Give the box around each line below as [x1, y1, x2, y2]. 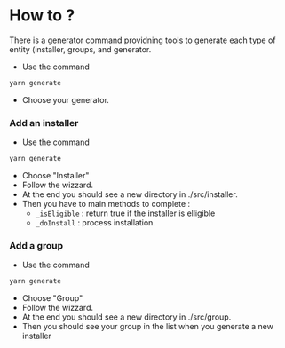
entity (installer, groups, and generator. [9, 43, 152, 54]
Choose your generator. [21, 94, 109, 105]
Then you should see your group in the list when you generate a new [21, 321, 273, 332]
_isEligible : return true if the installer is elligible [35, 208, 216, 218]
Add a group [9, 239, 64, 251]
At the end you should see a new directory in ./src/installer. [21, 188, 238, 200]
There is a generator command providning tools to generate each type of [9, 35, 276, 45]
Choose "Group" [21, 293, 83, 304]
